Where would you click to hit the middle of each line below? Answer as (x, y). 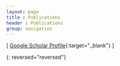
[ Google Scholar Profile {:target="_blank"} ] (60, 46)
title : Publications (33, 17)
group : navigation (29, 28)
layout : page (23, 12)
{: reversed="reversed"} (36, 57)
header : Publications (35, 23)
